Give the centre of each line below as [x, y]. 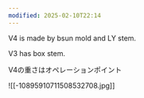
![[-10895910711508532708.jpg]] [62, 85]
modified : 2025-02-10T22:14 [55, 15]
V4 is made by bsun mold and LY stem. [72, 38]
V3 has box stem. [37, 53]
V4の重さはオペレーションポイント [65, 70]
